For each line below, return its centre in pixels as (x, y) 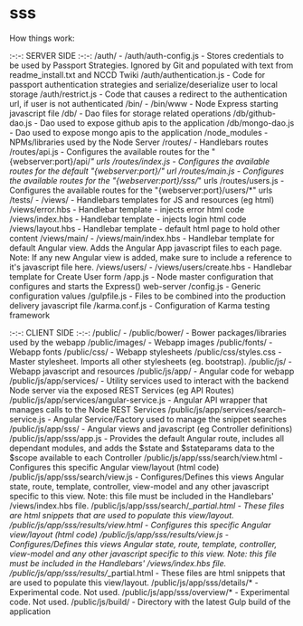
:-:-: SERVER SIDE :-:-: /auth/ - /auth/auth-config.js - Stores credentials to (147, 55)
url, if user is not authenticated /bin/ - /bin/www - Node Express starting (144, 103)
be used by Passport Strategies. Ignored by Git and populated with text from (151, 65)
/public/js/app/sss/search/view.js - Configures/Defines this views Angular (147, 477)
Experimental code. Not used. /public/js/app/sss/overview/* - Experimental (149, 592)
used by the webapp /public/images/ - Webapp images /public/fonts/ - (141, 342)
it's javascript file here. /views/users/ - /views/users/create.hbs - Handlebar (151, 267)
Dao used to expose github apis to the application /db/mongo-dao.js (167, 123)
